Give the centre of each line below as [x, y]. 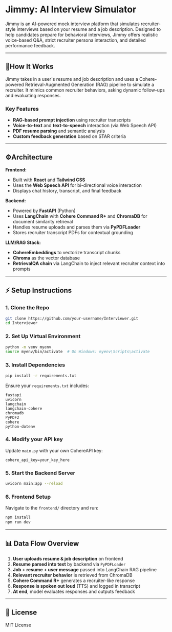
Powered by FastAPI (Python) [44, 210]
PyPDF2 [12, 417]
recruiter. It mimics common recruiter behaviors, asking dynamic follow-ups [85, 90]
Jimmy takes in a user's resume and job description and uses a [72, 79]
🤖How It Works [29, 67]
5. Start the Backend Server [40, 473]
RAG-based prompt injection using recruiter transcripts [72, 120]
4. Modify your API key [34, 440]
